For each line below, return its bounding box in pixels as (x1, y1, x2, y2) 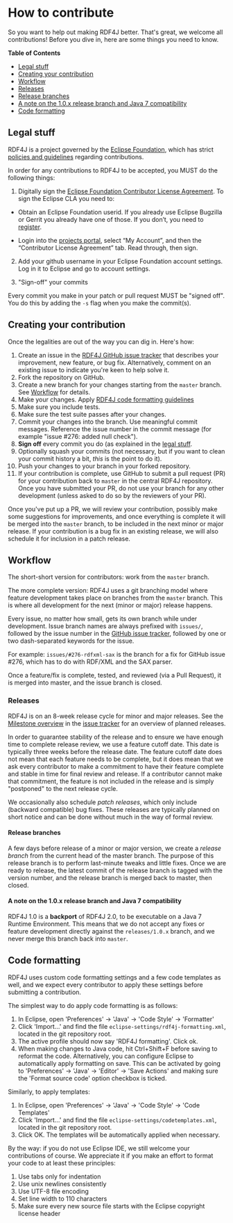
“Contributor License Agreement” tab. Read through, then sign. (17, 243, 198, 252)
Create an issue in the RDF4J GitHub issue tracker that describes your (17, 351, 219, 359)
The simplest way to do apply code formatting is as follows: (8, 1001, 178, 1009)
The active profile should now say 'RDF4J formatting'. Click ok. (17, 1037, 198, 1045)
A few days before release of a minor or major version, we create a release (8, 844, 221, 852)
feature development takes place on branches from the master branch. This (8, 593, 223, 602)
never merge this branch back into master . (8, 934, 128, 943)
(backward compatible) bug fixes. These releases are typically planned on (8, 805, 220, 813)
